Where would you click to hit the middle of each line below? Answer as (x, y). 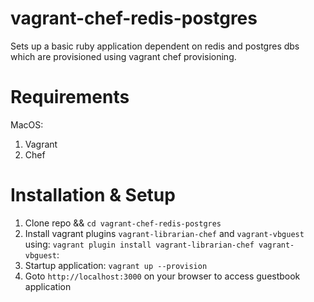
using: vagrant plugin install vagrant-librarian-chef (139, 244)
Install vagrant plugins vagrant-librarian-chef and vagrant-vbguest (164, 233)
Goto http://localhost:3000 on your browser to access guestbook (162, 276)
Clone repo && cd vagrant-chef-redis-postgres (123, 223)
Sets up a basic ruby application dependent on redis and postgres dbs (155, 46)
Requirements (70, 97)
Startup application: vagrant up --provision (116, 265)
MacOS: (27, 124)
